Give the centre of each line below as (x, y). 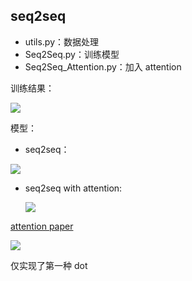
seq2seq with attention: (73, 188)
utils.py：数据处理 (62, 41)
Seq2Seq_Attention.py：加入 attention (103, 66)
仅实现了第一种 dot (49, 265)
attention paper (42, 226)
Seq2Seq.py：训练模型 (72, 54)
